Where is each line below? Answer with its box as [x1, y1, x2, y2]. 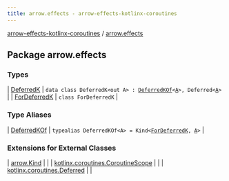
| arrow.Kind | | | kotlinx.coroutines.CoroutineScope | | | [7, 158, 164, 166]
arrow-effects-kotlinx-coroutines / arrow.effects [7, 29, 143, 37]
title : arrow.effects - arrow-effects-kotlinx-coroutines [7, 10, 177, 17]
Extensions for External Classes [7, 143, 117, 153]
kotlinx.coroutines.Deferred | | [7, 166, 92, 174]
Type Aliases [7, 110, 52, 120]
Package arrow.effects [7, 49, 107, 61]
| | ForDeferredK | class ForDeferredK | [7, 93, 119, 101]
